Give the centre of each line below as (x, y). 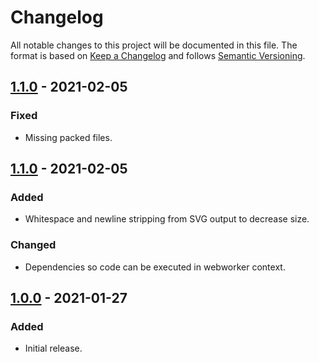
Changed (33, 245)
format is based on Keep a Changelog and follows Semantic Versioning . (158, 55)
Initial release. (53, 348)
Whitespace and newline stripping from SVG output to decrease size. (167, 219)
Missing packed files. (68, 137)
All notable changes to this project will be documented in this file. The (154, 45)
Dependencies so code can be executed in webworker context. (155, 267)
